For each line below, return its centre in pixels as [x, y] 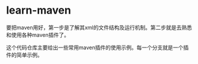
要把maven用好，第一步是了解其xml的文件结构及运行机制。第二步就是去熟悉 [99, 27]
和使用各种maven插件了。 [38, 35]
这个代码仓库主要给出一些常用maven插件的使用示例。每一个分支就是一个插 [97, 47]
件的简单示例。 [24, 55]
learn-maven [39, 10]
